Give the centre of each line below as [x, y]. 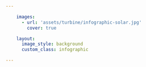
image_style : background [52, 44]
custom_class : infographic [55, 50]
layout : [26, 39]
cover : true [42, 28]
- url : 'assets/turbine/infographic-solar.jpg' [82, 22]
